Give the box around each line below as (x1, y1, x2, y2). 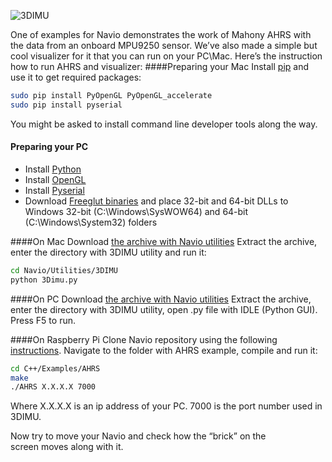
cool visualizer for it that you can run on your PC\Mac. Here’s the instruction (10, 50, 323, 62)
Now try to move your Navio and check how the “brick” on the (10, 430, 267, 442)
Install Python (24, 163, 82, 175)
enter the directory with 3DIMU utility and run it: (10, 246, 207, 258)
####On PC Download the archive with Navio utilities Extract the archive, (10, 293, 312, 305)
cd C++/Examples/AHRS (10, 363, 101, 374)
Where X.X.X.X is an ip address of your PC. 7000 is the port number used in (10, 400, 323, 412)
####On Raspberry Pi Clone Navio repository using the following (10, 333, 278, 345)
